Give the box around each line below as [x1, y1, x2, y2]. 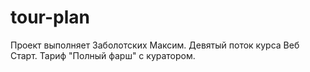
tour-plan [10, 6, 90, 29]
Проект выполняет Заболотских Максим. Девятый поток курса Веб [10, 39, 300, 51]
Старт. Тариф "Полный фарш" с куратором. [10, 49, 196, 61]
